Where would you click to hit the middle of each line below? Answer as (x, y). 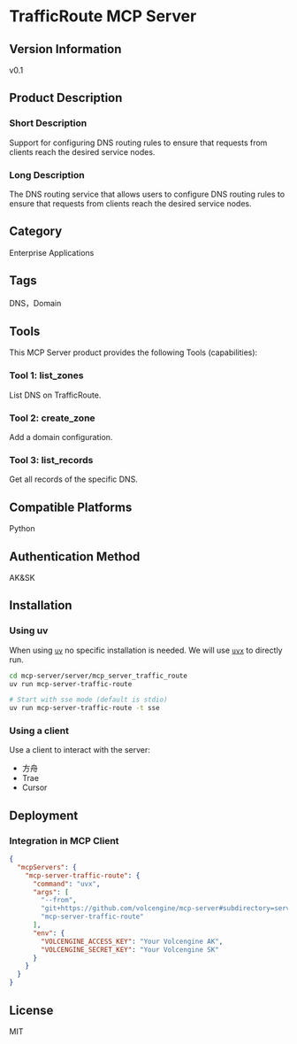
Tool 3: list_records (51, 460)
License (31, 1010)
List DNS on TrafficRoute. (55, 395)
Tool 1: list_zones (46, 375)
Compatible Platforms (71, 507)
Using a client (39, 731)
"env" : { (49, 933)
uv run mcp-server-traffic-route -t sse (85, 708)
